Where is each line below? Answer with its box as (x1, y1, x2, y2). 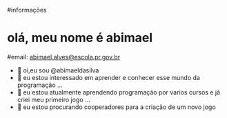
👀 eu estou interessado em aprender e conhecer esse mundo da (17, 73, 200, 81)
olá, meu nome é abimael (7, 30, 153, 46)
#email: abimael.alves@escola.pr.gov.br (7, 52, 121, 61)
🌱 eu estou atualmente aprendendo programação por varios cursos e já (17, 88, 221, 96)
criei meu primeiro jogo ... (17, 95, 91, 104)
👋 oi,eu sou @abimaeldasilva (17, 66, 99, 75)
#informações (7, 6, 47, 14)
